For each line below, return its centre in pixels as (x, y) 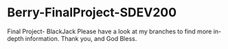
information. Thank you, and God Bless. (81, 38)
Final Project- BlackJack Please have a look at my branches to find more (110, 31)
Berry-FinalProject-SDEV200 (92, 13)
